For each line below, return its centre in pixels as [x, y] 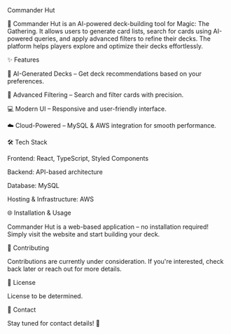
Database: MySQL [33, 186]
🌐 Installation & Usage [39, 213]
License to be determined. [45, 296]
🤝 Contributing [28, 248]
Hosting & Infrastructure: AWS [51, 199]
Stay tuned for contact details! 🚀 [54, 323]
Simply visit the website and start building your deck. [84, 234]
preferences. [26, 81]
